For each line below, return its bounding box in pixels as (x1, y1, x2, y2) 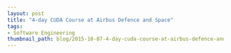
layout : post (7, 10, 45, 17)
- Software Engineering (7, 29, 76, 36)
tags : (7, 23, 23, 30)
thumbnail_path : (7, 36, 54, 43)
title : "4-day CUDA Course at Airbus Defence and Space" (7, 17, 174, 23)
